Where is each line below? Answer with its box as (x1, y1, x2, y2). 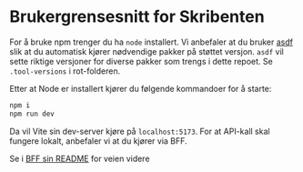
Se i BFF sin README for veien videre (9, 153, 150, 164)
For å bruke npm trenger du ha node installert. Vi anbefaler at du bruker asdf (9, 36, 294, 47)
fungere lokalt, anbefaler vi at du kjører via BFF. (9, 135, 188, 147)
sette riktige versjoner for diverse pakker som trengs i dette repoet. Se (9, 56, 273, 66)
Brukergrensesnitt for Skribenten (9, 6, 266, 27)
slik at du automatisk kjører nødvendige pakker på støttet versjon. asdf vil (9, 46, 285, 56)
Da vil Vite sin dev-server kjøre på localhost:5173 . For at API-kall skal (9, 126, 270, 137)
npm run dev (9, 109, 55, 118)
